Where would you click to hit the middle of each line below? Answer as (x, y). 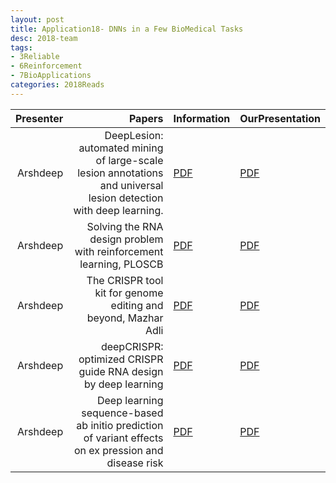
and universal (131, 185)
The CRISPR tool (125, 280)
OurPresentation (280, 118)
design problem (126, 239)
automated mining (121, 148)
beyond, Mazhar (125, 318)
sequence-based (122, 413)
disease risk (135, 463)
